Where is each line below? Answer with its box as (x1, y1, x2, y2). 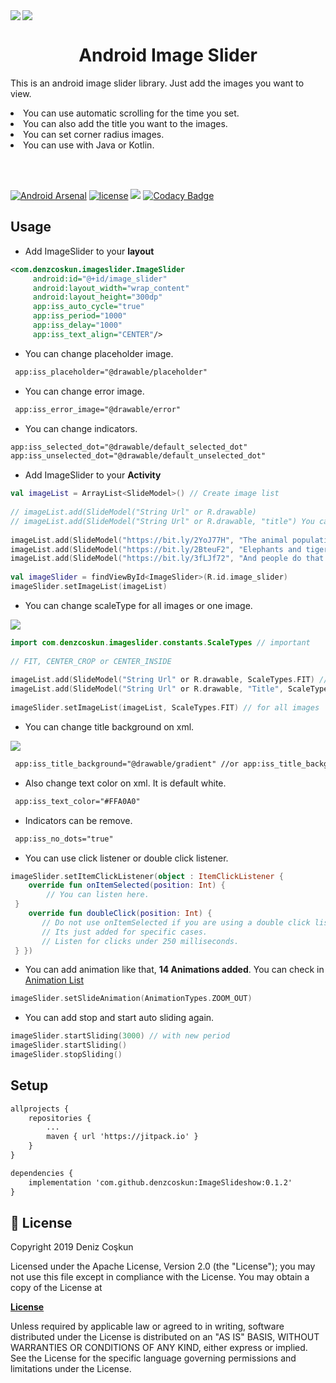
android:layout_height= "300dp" (32, 292, 163, 303)
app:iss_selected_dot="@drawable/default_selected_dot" (10, 442, 248, 452)
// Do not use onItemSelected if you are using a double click (41, 917, 311, 928)
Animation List (24, 974, 85, 986)
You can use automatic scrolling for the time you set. (23, 107, 240, 119)
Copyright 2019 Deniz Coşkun (10, 1241, 134, 1253)
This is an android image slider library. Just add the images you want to (10, 77, 305, 89)
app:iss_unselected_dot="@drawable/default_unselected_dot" (10, 451, 267, 461)
